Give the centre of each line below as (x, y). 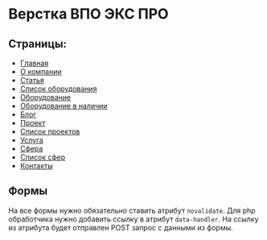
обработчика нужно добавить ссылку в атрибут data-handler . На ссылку (133, 219)
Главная (34, 63)
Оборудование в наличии (64, 106)
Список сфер (43, 157)
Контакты (37, 166)
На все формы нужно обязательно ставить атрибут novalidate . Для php (132, 210)
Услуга (32, 140)
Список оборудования (58, 89)
